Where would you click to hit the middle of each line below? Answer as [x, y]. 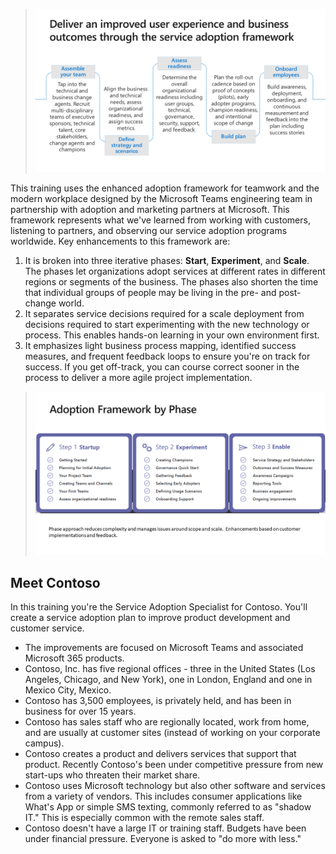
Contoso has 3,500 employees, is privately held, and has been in [158, 701]
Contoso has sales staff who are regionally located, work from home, [167, 722]
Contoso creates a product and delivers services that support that [160, 754]
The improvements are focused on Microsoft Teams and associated [164, 648]
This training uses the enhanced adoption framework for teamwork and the [165, 188]
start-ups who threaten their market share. [112, 775]
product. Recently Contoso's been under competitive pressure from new [174, 765]
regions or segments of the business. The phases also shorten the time [171, 282]
